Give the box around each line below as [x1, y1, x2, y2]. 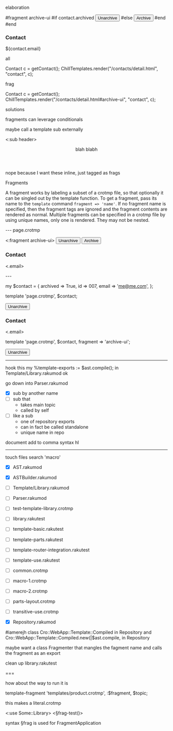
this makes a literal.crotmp [5, 700, 62, 706]
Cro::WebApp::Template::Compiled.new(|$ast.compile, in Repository [5, 635, 150, 641]
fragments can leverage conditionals [5, 116, 83, 123]
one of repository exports [20, 419, 75, 425]
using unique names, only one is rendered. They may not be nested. [5, 217, 150, 223]
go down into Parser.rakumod [5, 380, 68, 386]
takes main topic [20, 402, 56, 408]
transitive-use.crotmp [12, 608, 59, 615]
